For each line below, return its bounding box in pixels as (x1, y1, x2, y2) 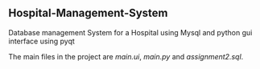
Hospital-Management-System (8, 6, 168, 20)
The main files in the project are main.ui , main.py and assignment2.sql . (8, 51, 244, 61)
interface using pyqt (8, 36, 75, 46)
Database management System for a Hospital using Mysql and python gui (8, 27, 253, 37)
